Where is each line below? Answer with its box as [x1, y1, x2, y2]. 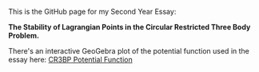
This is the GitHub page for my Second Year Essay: [8, 7, 177, 16]
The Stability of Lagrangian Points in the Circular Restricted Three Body [8, 22, 251, 31]
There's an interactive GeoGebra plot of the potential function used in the [8, 46, 249, 55]
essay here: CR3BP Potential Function [8, 55, 133, 64]
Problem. [8, 31, 40, 40]
